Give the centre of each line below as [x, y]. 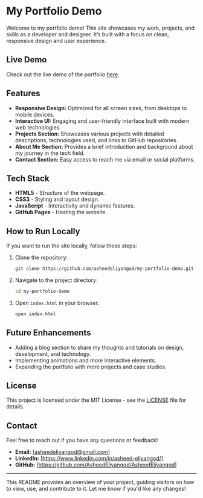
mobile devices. [35, 114]
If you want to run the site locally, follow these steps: [72, 246]
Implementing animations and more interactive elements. [85, 360]
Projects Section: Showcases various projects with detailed [89, 134]
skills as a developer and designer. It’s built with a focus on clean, [88, 34]
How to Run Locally [43, 231]
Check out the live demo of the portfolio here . [63, 74]
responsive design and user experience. [56, 41]
